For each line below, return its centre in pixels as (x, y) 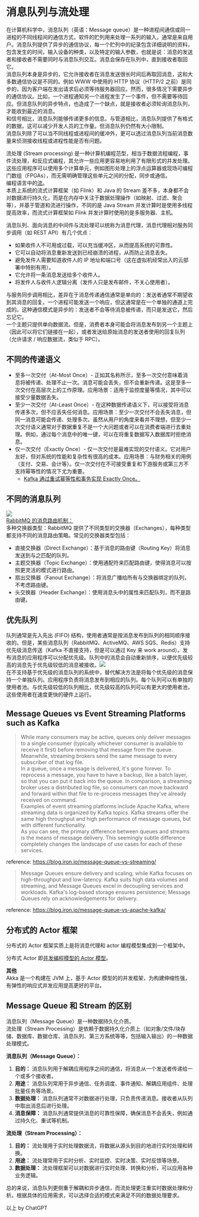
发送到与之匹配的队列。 (43, 555)
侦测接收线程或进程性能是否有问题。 (60, 140)
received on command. (49, 800)
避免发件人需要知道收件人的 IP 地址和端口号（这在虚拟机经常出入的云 (99, 260)
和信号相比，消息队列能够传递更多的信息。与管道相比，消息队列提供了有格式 (99, 118)
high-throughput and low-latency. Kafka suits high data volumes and (104, 879)
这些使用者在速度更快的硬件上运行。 (50, 695)
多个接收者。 (41, 1076)
